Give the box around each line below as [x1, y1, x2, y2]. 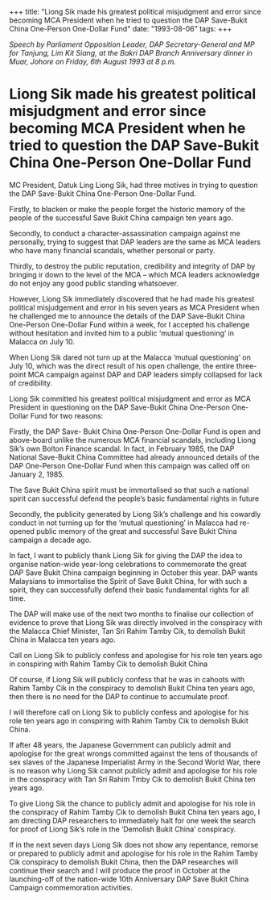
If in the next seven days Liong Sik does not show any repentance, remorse [9, 840, 259, 849]
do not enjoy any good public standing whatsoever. [9, 278, 179, 288]
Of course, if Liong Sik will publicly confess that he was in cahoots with [9, 674, 245, 684]
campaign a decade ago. [9, 535, 92, 544]
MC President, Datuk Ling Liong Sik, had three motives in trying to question [9, 180, 258, 190]
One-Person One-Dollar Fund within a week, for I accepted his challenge [9, 319, 250, 329]
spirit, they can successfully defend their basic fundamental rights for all [9, 585, 249, 594]
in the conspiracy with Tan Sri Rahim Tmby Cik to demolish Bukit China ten [9, 774, 256, 784]
